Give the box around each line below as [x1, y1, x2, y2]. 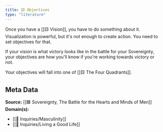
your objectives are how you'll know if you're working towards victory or [5, 54, 154, 60]
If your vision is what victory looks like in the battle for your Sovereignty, [5, 48, 154, 54]
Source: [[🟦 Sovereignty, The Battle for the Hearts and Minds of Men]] [5, 99, 152, 105]
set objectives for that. [5, 39, 52, 45]
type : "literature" [5, 12, 46, 17]
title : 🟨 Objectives [5, 7, 50, 13]
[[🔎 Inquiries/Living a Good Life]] [12, 121, 80, 127]
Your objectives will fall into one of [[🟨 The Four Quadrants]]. [5, 69, 132, 75]
